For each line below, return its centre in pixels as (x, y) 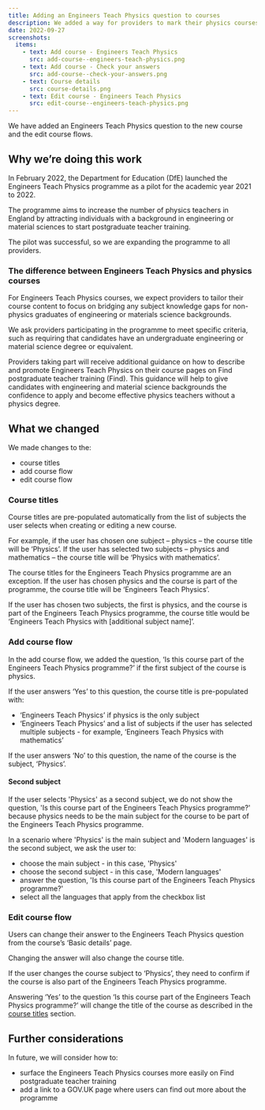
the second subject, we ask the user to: (72, 847)
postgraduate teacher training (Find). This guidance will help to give (118, 378)
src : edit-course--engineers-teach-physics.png (109, 103)
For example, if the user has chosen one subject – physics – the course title (131, 541)
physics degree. (34, 404)
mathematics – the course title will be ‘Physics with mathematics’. (114, 557)
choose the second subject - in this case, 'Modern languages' (120, 871)
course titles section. (42, 1014)
